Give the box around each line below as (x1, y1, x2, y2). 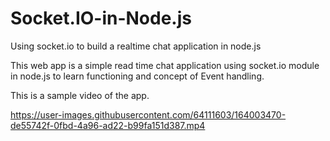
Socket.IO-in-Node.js (10, 7, 192, 30)
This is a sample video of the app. (10, 89, 150, 101)
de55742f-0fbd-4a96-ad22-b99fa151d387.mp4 (10, 119, 206, 131)
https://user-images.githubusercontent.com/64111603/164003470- (10, 108, 287, 121)
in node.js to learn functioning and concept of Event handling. (10, 70, 265, 82)
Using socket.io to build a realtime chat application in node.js (10, 40, 262, 52)
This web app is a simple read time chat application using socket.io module (10, 59, 320, 71)
